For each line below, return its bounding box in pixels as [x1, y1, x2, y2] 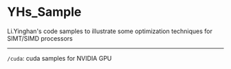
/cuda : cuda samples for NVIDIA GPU [7, 54, 112, 62]
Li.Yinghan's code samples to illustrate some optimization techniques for [7, 27, 213, 35]
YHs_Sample [7, 4, 82, 20]
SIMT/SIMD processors [7, 34, 74, 42]
